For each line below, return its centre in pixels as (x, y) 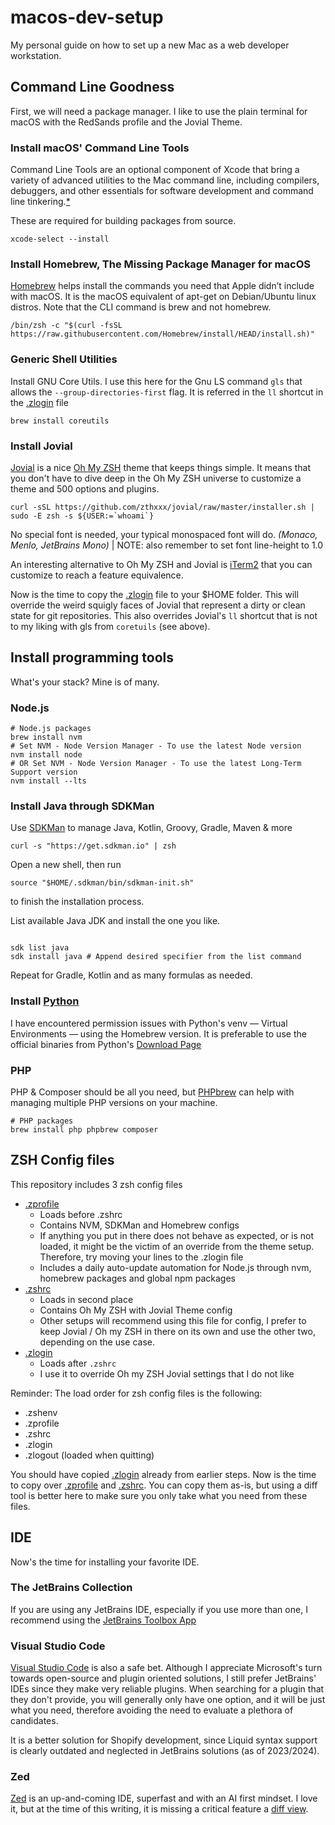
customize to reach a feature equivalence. (97, 575)
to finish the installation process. (77, 902)
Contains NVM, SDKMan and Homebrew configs (139, 1225)
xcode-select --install (60, 239)
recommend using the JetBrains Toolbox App (103, 1620)
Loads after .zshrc (78, 1363)
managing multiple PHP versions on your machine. (114, 1102)
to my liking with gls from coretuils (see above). (110, 626)
